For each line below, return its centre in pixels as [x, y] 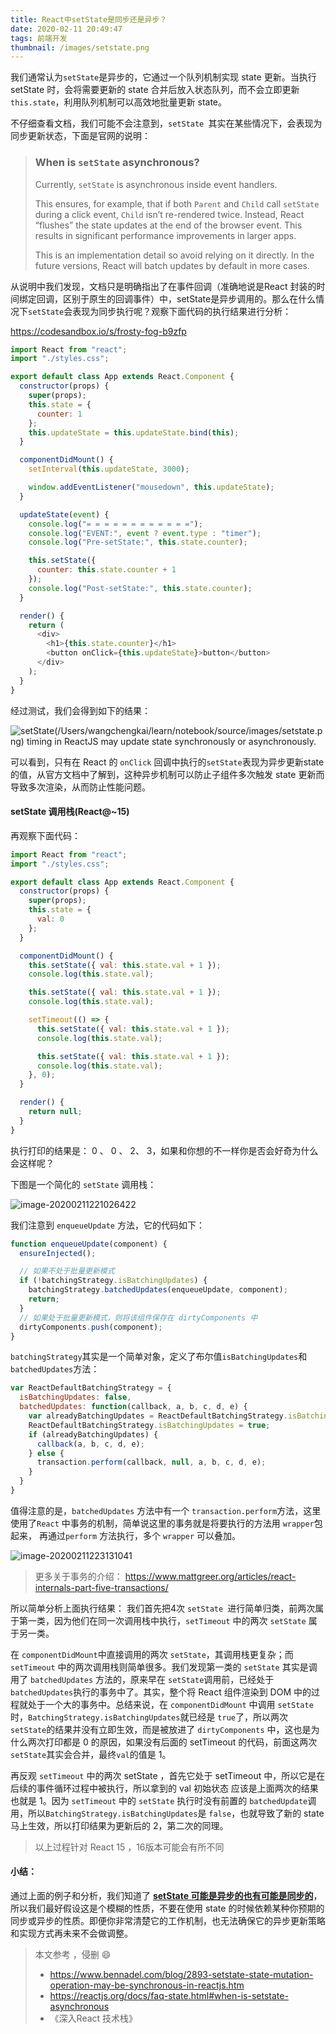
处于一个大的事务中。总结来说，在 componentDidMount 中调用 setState [170, 1704]
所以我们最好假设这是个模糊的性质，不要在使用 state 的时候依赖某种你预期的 [167, 1908]
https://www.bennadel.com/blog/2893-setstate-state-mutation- [181, 1975]
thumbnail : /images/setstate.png [80, 47]
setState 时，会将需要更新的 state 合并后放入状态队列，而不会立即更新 [155, 90]
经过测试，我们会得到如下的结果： [80, 710]
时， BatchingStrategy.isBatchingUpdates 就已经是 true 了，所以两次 [149, 1717]
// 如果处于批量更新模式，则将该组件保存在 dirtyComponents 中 [138, 1317]
